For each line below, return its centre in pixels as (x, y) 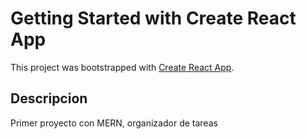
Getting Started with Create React (153, 18)
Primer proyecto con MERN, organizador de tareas (114, 123)
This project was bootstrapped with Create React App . (122, 67)
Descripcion (49, 98)
